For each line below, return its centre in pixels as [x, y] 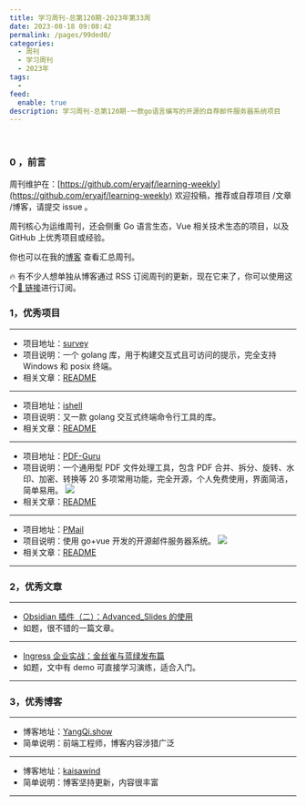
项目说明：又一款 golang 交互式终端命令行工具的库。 [122, 416]
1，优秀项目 [35, 313]
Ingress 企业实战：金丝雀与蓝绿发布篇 [94, 656]
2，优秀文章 [36, 587]
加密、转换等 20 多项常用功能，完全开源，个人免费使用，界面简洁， [166, 478]
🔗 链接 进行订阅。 [50, 287]
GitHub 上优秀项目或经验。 [60, 237]
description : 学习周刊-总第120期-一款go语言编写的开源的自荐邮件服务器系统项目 [145, 111]
